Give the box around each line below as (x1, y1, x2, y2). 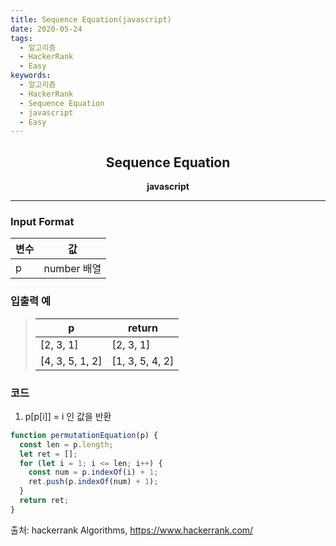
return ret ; (19, 496, 70, 506)
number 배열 (43, 262, 102, 276)
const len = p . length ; (19, 439, 114, 450)
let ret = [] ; (19, 449, 78, 459)
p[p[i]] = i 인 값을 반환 (24, 410, 112, 422)
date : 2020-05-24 (10, 24, 83, 34)
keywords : (10, 71, 52, 81)
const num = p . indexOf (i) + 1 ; (28, 467, 159, 478)
